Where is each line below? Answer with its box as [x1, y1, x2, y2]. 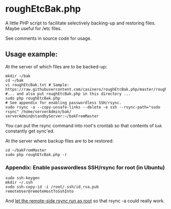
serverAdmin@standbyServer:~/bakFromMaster [5, 113, 99, 119]
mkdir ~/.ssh [5, 180, 33, 185]
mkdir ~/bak [5, 73, 31, 79]
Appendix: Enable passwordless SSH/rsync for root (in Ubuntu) [5, 164, 165, 171]
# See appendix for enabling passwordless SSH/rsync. [5, 100, 122, 105]
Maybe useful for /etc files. [5, 25, 62, 31]
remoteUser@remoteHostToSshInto [5, 189, 74, 194]
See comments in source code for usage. [5, 35, 92, 41]
